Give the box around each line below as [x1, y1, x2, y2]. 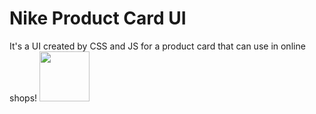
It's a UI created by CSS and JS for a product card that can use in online [9, 40, 306, 52]
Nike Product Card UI [9, 7, 187, 30]
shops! [9, 92, 38, 104]
